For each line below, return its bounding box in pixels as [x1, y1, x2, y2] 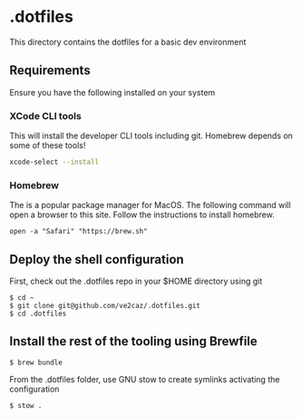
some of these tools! [9, 140, 86, 151]
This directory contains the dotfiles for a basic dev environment [9, 36, 247, 47]
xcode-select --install [9, 157, 100, 167]
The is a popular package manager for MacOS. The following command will [9, 200, 292, 211]
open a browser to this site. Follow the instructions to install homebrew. [9, 209, 275, 220]
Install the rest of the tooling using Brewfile [9, 334, 258, 349]
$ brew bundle [9, 357, 63, 367]
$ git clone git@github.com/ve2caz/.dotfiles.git [9, 302, 201, 311]
